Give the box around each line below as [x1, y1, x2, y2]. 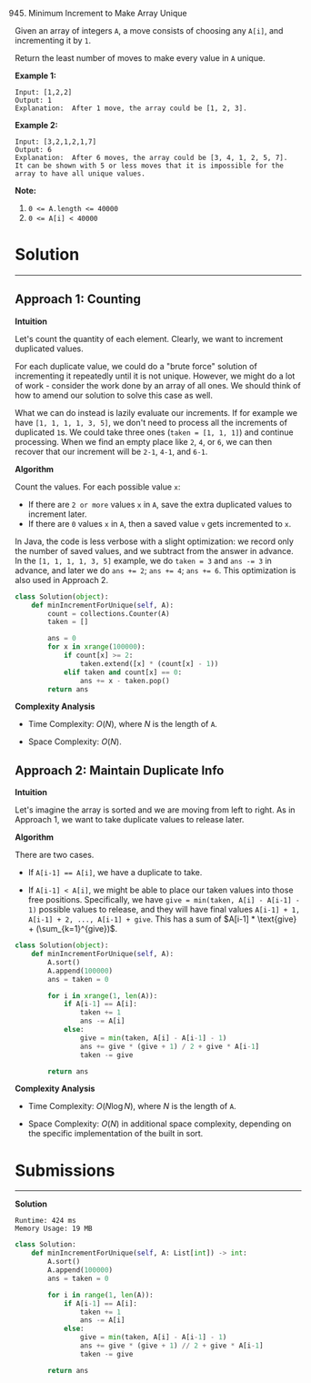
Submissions [15, 1160, 115, 1181]
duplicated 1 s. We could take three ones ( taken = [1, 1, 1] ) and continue [15, 427, 294, 438]
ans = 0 [47, 634, 76, 643]
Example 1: [15, 70, 57, 81]
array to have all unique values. [15, 169, 146, 178]
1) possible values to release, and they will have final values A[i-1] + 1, [27, 904, 301, 915]
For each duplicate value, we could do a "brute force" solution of [15, 360, 257, 371]
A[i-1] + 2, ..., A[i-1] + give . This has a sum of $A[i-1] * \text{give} [27, 914, 297, 924]
